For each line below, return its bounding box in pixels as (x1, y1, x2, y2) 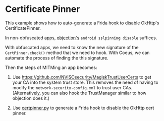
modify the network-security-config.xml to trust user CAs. (12, 84, 133, 90)
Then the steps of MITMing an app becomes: (5, 64, 98, 70)
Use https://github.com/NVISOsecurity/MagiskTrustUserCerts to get (12, 74, 152, 80)
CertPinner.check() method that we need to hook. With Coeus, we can (5, 50, 150, 56)
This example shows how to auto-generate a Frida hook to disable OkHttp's (5, 20, 160, 26)
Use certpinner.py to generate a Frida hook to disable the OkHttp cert (12, 105, 155, 111)
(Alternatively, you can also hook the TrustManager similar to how (12, 90, 147, 96)
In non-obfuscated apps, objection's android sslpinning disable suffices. (5, 35, 157, 41)
